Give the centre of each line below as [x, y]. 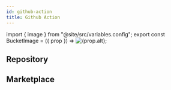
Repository [27, 59]
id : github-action [29, 12]
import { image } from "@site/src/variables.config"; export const [85, 34]
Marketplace [31, 80]
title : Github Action [33, 17]
